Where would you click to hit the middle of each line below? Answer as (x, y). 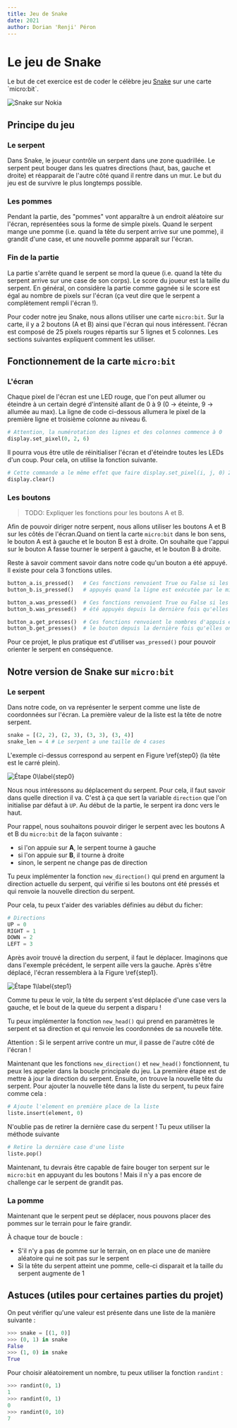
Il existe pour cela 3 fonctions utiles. (60, 570)
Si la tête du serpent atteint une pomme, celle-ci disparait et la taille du (120, 1265)
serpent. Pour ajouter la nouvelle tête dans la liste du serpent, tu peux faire (116, 1086)
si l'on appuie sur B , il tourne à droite (71, 855)
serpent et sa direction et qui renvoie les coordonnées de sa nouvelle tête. (115, 1029)
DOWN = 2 (20, 938)
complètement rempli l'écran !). (53, 303)
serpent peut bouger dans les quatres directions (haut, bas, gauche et (109, 168)
